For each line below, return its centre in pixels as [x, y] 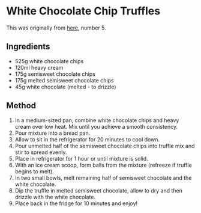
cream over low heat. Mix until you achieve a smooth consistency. [96, 126]
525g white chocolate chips [49, 61]
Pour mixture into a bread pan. [52, 133]
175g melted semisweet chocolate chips [64, 80]
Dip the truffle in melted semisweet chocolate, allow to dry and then [99, 190]
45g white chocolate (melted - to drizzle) [65, 87]
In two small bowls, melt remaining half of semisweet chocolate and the [103, 177]
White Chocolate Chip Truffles [83, 11]
